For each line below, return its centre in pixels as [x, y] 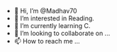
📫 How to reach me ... [47, 41]
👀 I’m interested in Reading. [54, 18]
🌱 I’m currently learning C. [52, 26]
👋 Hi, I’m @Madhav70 [45, 11]
